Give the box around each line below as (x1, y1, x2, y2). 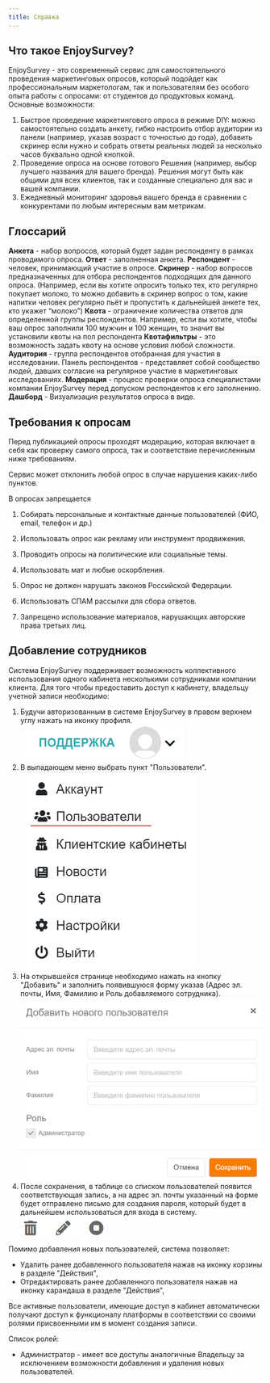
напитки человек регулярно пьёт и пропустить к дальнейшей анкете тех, (8, 297, 261, 307)
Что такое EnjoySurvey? (8, 44, 135, 58)
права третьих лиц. (19, 620, 87, 630)
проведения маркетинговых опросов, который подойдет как (8, 74, 218, 84)
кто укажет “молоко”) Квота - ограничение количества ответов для (8, 306, 243, 316)
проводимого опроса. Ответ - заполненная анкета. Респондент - (8, 254, 235, 264)
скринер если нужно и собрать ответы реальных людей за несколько (19, 141, 263, 151)
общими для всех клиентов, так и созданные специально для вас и (19, 175, 253, 185)
